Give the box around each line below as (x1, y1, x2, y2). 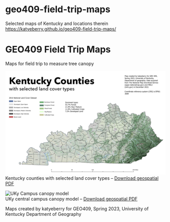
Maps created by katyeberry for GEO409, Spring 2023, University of (5, 205, 149, 212)
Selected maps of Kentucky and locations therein (5, 20, 108, 26)
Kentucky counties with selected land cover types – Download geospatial (5, 175, 159, 181)
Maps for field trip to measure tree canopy (5, 60, 94, 67)
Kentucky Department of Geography (5, 211, 81, 217)
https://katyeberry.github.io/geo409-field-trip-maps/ (5, 25, 117, 32)
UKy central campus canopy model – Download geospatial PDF (5, 196, 138, 202)
